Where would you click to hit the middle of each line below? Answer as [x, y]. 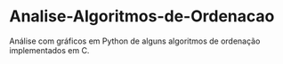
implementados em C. [49, 50]
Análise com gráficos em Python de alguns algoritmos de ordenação [135, 41]
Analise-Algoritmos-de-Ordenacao [142, 16]
